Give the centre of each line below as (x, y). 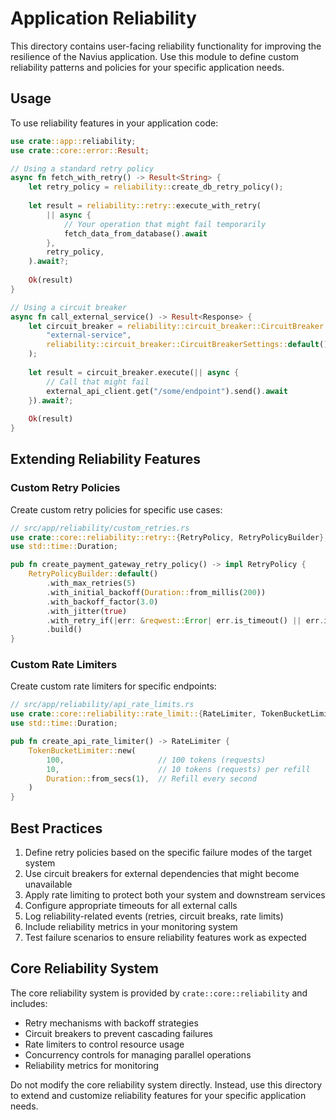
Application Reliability (103, 18)
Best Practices (56, 828)
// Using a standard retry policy (82, 168)
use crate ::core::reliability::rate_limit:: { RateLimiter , (133, 714)
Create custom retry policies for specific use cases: (116, 509)
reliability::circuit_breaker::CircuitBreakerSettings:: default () (187, 345)
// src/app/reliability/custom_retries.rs (100, 528)
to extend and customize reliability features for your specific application (158, 1095)
